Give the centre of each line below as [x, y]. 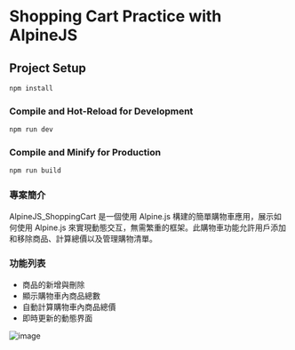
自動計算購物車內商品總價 [69, 306]
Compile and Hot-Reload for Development [101, 111]
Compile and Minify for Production [85, 152]
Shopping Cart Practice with [116, 16]
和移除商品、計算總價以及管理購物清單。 [83, 238]
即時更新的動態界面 [57, 318]
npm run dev [31, 130]
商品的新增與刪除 [53, 284]
